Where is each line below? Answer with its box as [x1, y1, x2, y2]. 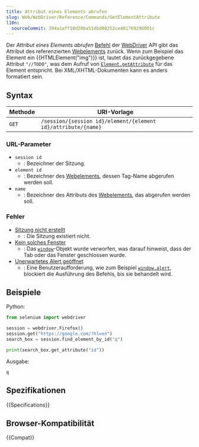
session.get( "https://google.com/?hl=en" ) [6, 331, 113, 337]
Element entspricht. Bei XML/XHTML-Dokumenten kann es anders [6, 66, 168, 74]
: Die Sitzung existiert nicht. [23, 232, 91, 239]
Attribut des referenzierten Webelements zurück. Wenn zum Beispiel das [6, 48, 184, 55]
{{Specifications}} [6, 401, 50, 408]
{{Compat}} [6, 434, 34, 441]
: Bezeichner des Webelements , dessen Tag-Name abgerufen [23, 173, 175, 180]
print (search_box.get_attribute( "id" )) [6, 347, 105, 353]
